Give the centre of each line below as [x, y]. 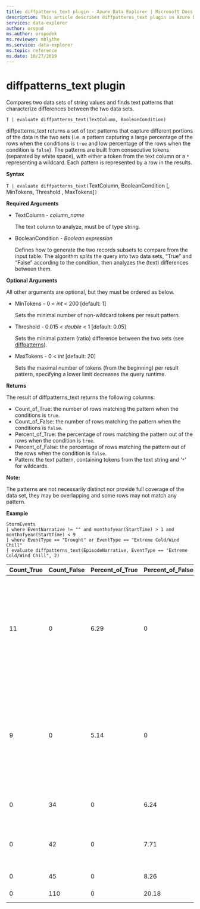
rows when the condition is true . [55, 440]
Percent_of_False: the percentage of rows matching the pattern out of [100, 447]
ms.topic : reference [32, 51]
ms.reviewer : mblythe [33, 39]
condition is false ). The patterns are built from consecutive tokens [88, 149]
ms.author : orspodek [32, 34]
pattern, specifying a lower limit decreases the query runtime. [90, 374]
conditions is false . [38, 428]
